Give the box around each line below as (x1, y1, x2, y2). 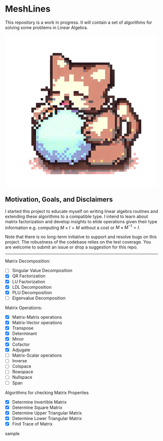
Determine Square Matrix (12, 404, 63, 410)
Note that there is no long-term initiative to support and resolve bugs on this (5, 234, 157, 240)
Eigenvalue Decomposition (12, 295, 66, 301)
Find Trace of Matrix (12, 421, 53, 426)
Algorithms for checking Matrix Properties (5, 390, 89, 395)
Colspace (12, 363, 32, 369)
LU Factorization (12, 278, 45, 284)
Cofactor (12, 342, 30, 347)
